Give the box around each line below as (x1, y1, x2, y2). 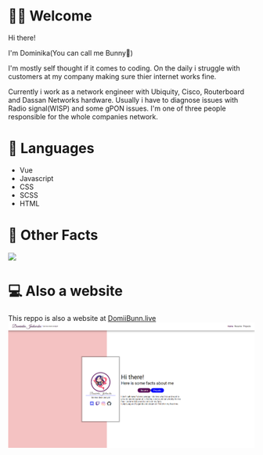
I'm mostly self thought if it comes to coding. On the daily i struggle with (8, 63, 240, 73)
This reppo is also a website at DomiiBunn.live (8, 313, 157, 322)
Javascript (19, 173, 54, 183)
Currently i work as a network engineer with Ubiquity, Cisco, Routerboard (8, 86, 245, 96)
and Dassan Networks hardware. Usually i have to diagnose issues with (8, 95, 239, 104)
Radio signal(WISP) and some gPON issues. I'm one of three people (8, 104, 226, 113)
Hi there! (8, 33, 36, 42)
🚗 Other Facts (8, 227, 99, 244)
